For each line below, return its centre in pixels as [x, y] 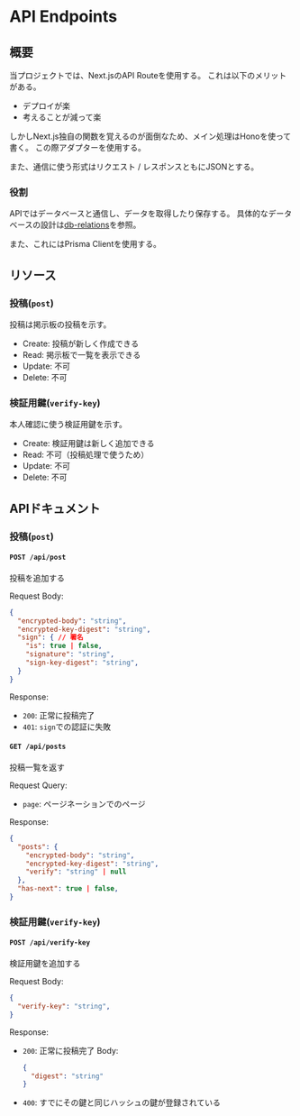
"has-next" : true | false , [68, 889]
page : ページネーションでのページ [84, 803]
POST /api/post [38, 558]
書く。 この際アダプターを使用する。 [77, 147]
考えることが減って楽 [62, 117]
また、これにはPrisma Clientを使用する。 [86, 244]
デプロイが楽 [46, 106]
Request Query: [38, 785]
